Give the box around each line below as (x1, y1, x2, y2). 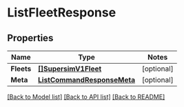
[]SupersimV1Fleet (37, 64, 102, 73)
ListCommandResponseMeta (37, 75, 136, 84)
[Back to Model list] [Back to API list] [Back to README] (7, 93, 165, 101)
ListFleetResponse (7, 5, 116, 21)
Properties (7, 32, 54, 44)
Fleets (10, 64, 32, 73)
